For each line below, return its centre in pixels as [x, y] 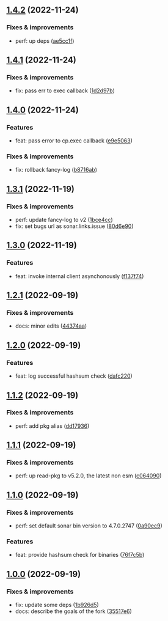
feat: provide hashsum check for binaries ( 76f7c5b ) [80, 555]
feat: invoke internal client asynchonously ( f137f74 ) [79, 276]
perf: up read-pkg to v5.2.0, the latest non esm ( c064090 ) [88, 476]
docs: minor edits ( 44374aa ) [51, 326]
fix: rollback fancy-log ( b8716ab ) [56, 170]
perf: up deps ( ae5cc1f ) [45, 41]
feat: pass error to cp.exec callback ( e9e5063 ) [74, 141]
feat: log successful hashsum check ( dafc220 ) [74, 376]
